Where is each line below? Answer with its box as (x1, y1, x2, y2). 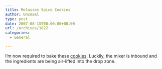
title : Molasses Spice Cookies (5, 7, 71, 12)
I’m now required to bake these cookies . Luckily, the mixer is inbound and (5, 53, 157, 59)
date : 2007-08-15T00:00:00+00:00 (5, 21, 75, 26)
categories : (5, 30, 30, 35)
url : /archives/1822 (5, 26, 49, 31)
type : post (5, 16, 28, 21)
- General (10, 35, 30, 40)
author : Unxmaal (5, 12, 39, 17)
